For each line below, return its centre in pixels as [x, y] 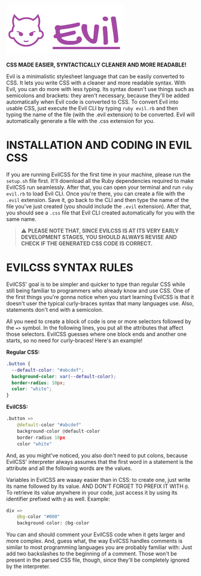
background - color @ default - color [59, 431]
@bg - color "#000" [39, 517]
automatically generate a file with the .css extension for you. [80, 121]
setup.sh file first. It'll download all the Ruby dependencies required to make [100, 180]
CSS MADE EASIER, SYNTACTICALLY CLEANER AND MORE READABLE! [96, 65]
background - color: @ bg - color [53, 523]
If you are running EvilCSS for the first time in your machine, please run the [98, 174]
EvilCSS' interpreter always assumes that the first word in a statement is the [100, 462]
